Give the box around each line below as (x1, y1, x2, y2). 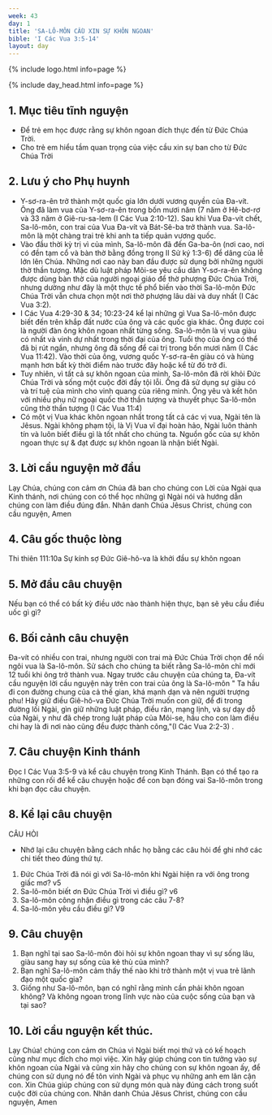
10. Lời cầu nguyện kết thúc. (8, 1024, 153, 1038)
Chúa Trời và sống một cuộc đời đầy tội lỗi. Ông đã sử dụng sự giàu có (19, 377, 256, 387)
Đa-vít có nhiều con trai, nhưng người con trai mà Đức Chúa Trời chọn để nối (8, 653, 265, 662)
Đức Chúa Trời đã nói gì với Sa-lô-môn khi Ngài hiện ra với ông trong (19, 869, 250, 879)
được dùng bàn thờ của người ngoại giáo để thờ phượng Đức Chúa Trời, (19, 274, 259, 283)
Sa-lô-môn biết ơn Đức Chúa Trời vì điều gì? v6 (19, 886, 179, 896)
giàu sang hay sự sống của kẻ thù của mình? (19, 957, 170, 967)
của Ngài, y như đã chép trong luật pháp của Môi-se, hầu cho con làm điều (8, 713, 260, 723)
